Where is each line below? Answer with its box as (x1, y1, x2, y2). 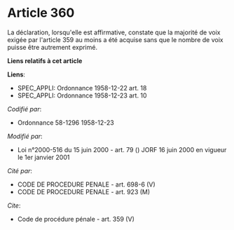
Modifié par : (7, 132, 43, 140)
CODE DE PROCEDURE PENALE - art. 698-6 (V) (17, 180, 156, 189)
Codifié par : (7, 104, 42, 113)
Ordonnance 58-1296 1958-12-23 (17, 118, 114, 127)
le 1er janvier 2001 (17, 153, 70, 161)
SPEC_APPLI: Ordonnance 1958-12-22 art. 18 (17, 83, 147, 92)
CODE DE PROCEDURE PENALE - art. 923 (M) (17, 187, 151, 196)
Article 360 (7, 5, 75, 21)
